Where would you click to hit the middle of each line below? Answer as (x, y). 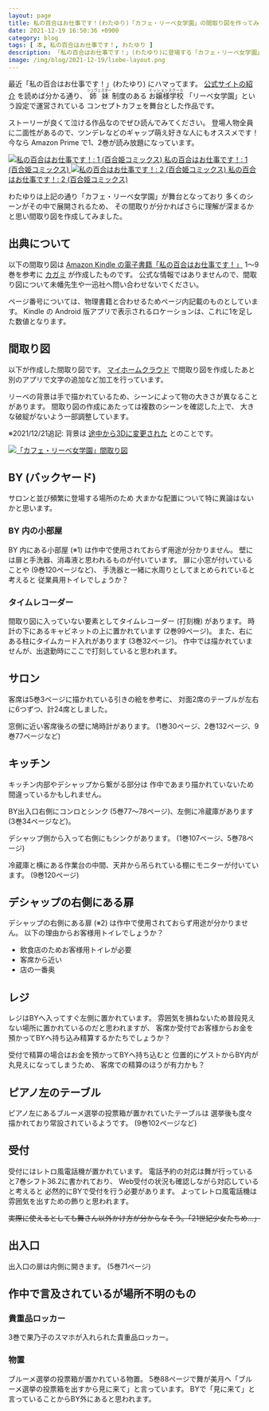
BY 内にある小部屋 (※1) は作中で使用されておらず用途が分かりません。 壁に (131, 550)
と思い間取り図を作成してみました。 (68, 216)
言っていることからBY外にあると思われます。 (82, 1398)
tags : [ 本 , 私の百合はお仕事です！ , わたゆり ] (81, 45)
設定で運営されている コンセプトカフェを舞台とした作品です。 (117, 105)
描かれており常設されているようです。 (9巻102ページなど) (103, 1123)
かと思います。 (33, 508)
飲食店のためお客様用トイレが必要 (76, 950)
